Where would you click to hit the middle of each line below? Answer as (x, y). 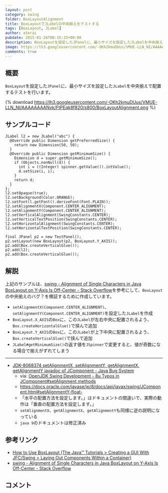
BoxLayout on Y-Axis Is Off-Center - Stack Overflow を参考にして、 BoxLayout (84, 290)
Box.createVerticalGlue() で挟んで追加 (52, 338)
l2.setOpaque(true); (27, 193)
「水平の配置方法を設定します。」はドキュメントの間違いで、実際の (88, 398)
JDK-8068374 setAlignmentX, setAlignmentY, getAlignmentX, (76, 365)
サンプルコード (28, 125)
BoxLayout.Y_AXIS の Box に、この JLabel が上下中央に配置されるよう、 (82, 332)
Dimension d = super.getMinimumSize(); (56, 158)
